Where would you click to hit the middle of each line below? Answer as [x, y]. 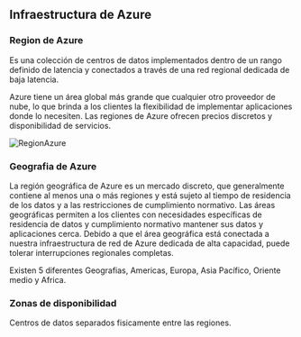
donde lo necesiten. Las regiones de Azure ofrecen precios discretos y [141, 115]
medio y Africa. [38, 279]
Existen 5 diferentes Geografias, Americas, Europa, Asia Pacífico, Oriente [145, 270]
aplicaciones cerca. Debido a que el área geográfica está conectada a [140, 233]
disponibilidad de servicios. [60, 125]
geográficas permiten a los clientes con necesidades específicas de [136, 214]
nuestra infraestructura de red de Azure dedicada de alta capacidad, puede [150, 243]
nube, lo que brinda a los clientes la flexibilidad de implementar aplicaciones [151, 106]
